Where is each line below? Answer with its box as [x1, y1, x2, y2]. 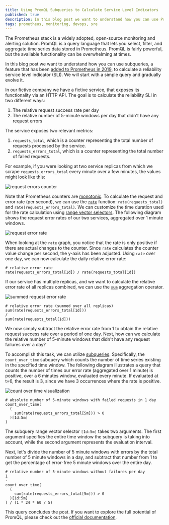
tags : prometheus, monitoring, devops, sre [5, 21, 98, 27]
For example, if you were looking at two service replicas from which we [5, 163, 153, 169]
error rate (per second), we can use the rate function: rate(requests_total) [5, 199, 163, 205]
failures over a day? [5, 342, 46, 348]
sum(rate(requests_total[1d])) [5, 317, 71, 322]
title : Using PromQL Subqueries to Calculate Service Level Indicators [5, 7, 158, 13]
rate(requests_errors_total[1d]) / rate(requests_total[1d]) [5, 270, 136, 275]
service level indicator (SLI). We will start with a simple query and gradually [5, 71, 161, 78]
